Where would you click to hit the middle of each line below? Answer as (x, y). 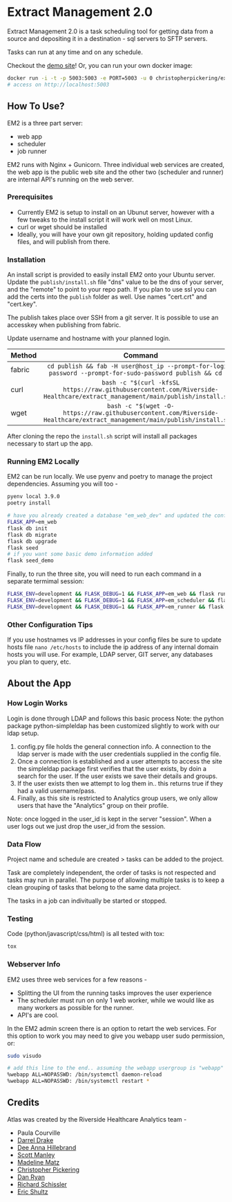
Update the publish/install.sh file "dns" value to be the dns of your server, (116, 282)
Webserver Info (34, 964)
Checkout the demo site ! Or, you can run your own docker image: (100, 65)
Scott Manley (36, 1155)
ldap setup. (23, 733)
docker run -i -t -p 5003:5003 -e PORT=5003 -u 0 (80, 78)
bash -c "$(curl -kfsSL (141, 383)
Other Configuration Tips (50, 624)
